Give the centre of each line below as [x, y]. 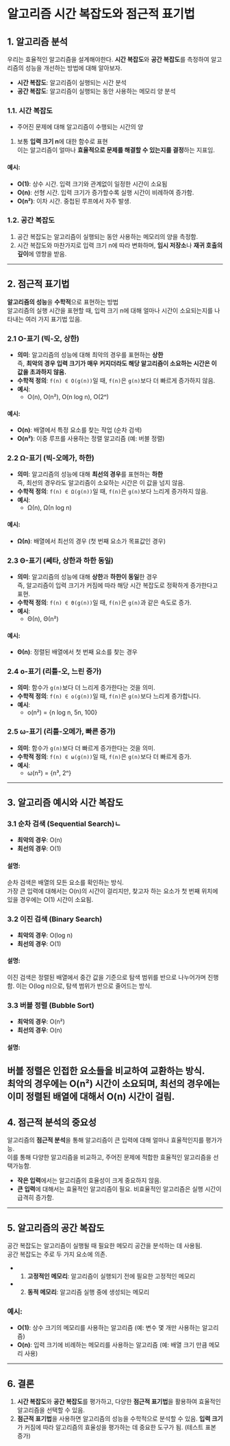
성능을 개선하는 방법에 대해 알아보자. [74, 68]
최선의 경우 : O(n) [40, 1030]
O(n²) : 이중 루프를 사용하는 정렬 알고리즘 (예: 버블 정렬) [91, 439]
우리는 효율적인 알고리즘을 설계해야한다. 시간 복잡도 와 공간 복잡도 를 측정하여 [108, 59]
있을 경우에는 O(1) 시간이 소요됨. [50, 899]
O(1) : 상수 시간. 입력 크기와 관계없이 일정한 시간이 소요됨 [92, 183]
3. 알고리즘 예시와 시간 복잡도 [65, 803]
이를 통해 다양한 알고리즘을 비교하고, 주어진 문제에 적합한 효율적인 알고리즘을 [110, 1157]
